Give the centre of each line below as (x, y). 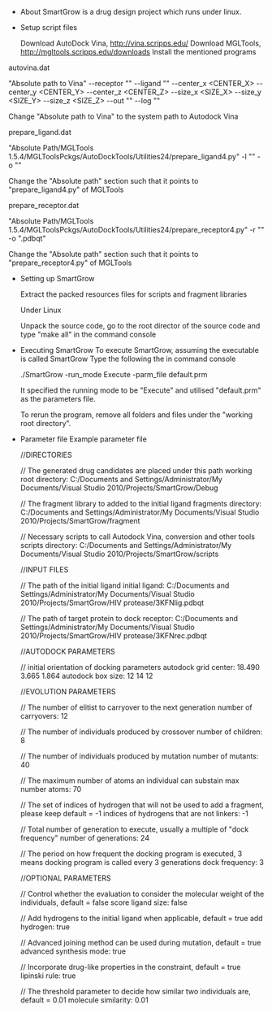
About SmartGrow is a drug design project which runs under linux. (131, 12)
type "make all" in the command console (88, 334)
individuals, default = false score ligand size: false (104, 902)
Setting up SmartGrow (57, 278)
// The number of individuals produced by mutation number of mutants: (139, 756)
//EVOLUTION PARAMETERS (68, 691)
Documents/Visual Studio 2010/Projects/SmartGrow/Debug (119, 488)
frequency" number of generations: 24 (85, 838)
